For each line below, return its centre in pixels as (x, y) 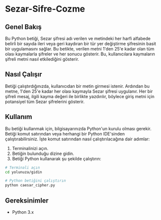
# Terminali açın (23, 168)
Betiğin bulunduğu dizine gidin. (43, 153)
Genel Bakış (24, 27)
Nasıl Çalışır (24, 75)
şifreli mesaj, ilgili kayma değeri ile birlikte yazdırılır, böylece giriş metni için (80, 96)
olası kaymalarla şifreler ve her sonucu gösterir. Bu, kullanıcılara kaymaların (80, 54)
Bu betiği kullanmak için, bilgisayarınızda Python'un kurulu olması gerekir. (78, 128)
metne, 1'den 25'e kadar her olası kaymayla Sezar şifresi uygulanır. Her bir (79, 91)
